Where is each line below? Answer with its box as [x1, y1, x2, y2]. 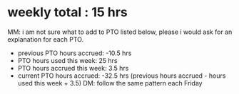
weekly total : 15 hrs [7, 4, 128, 20]
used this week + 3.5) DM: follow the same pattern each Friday [17, 78, 203, 87]
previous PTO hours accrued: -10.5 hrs [17, 49, 132, 57]
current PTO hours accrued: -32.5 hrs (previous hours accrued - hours [17, 71, 226, 80]
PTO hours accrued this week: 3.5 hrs [17, 64, 129, 72]
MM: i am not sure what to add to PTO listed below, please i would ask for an [7, 28, 233, 36]
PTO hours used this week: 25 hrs [17, 56, 118, 64]
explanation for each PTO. [7, 35, 84, 43]
